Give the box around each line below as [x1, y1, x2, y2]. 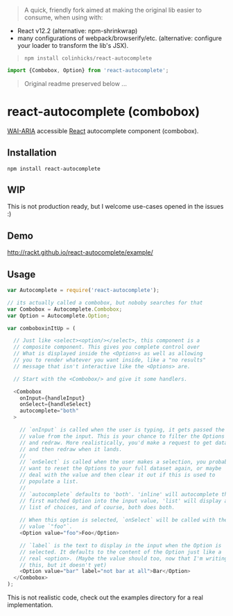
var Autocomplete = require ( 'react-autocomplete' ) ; [7, 287, 159, 294]
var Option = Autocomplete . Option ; [7, 312, 110, 319]
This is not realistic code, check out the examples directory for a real [7, 593, 203, 602]
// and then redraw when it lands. [19, 445, 123, 453]
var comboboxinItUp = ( [7, 325, 76, 332]
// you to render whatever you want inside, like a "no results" [13, 357, 207, 363]
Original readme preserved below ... [24, 79, 127, 87]
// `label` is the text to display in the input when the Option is [19, 542, 222, 549]
